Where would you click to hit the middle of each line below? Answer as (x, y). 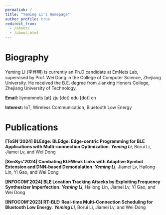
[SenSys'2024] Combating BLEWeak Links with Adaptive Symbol (74, 161)
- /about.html (24, 33)
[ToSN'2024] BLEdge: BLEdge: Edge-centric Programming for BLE (75, 141)
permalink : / (19, 10)
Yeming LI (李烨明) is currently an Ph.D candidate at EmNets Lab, (72, 72)
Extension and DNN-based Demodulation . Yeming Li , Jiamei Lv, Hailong (80, 167)
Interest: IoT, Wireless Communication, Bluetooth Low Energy (69, 107)
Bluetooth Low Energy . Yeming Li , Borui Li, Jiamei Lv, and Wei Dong (76, 207)
